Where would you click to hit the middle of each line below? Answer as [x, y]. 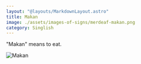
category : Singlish [30, 28]
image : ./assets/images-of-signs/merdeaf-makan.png [70, 22]
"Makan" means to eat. [34, 44]
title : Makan [22, 17]
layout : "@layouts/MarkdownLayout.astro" [58, 11]
